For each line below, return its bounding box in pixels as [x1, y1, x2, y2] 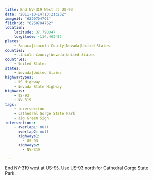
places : [5, 39, 21, 44]
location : [5, 25, 25, 30]
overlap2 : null [18, 129, 49, 134]
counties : [5, 48, 25, 53]
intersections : [5, 120, 36, 125]
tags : [5, 102, 16, 107]
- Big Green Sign [14, 115, 49, 121]
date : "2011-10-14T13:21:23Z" [5, 12, 67, 17]
